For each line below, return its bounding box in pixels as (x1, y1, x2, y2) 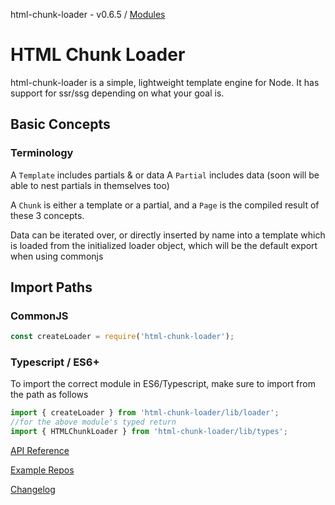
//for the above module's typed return (10, 417, 177, 428)
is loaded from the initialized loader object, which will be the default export (10, 239, 318, 251)
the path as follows (10, 389, 89, 401)
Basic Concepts (10, 116, 111, 133)
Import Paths (10, 279, 93, 296)
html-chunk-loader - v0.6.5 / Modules (10, 9, 166, 20)
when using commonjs (10, 250, 104, 262)
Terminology (10, 146, 74, 160)
